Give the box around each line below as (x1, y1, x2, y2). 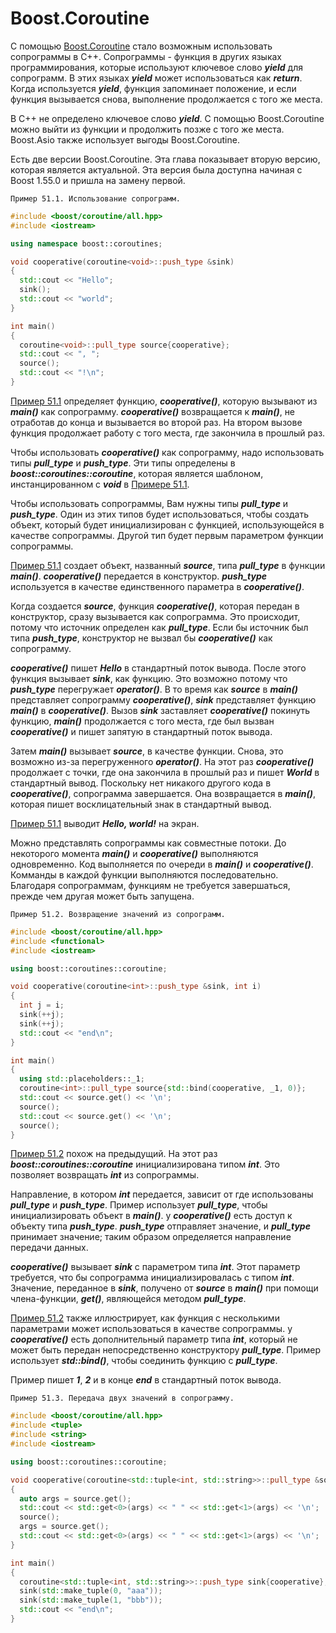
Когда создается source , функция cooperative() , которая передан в (10, 600, 300, 612)
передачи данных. (10, 1242, 89, 1254)
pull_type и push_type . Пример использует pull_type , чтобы (10, 1199, 268, 1211)
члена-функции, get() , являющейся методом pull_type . (10, 1293, 247, 1305)
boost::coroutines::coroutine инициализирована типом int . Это (10, 1158, 280, 1171)
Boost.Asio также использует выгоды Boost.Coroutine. (10, 133, 240, 146)
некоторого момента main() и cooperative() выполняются (10, 847, 259, 859)
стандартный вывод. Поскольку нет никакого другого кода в (10, 777, 272, 789)
